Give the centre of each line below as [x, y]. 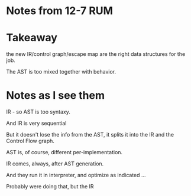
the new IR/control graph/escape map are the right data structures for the [96, 54]
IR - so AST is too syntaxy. [38, 112]
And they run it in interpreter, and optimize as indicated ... [76, 175]
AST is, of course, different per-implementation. [64, 152]
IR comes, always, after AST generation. [55, 164]
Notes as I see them [56, 96]
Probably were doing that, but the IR [50, 187]
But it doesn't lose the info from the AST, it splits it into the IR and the [90, 135]
